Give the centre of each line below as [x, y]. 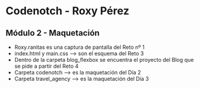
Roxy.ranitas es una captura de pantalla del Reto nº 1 [79, 47]
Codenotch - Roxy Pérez [68, 11]
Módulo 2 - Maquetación [53, 33]
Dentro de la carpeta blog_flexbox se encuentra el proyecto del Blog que [104, 60]
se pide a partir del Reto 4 [46, 66]
